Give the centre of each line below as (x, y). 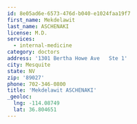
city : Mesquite (29, 65)
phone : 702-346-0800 (37, 84)
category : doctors (33, 52)
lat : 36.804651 (35, 110)
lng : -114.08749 (36, 103)
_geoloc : (20, 97)
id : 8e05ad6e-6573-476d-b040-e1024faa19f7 (69, 13)
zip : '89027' (26, 77)
